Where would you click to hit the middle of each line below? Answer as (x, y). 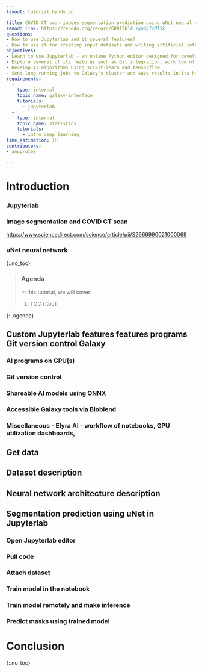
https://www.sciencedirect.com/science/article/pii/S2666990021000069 (96, 235)
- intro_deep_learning (50, 135)
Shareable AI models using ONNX (56, 393)
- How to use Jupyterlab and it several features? (71, 40)
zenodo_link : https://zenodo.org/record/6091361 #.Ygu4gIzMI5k (86, 28)
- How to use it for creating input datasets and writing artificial (95, 45)
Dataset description (44, 473)
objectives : (21, 51)
